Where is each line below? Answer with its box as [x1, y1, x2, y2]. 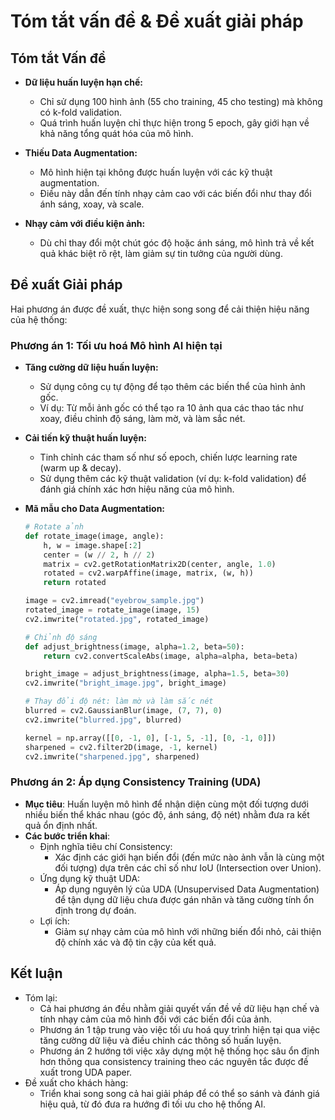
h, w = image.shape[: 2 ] [43, 540, 142, 550]
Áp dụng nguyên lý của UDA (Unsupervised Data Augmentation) [54, 883, 320, 895]
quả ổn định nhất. [24, 819, 98, 831]
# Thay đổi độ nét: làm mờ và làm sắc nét [24, 696, 214, 707]
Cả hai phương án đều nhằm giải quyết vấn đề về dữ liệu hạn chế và [39, 1002, 320, 1014]
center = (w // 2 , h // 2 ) [43, 550, 156, 560]
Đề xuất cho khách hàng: [24, 1076, 129, 1089]
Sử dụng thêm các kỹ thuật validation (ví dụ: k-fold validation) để [39, 473, 307, 485]
